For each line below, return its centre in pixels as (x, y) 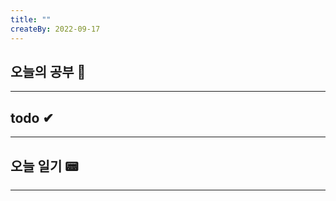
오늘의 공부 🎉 (48, 71)
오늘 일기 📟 (44, 166)
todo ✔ (32, 117)
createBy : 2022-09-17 (55, 29)
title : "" (31, 19)
